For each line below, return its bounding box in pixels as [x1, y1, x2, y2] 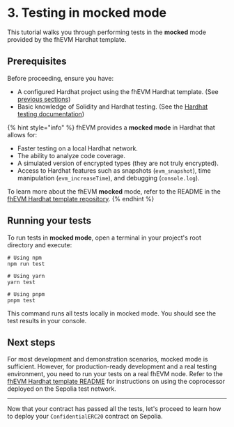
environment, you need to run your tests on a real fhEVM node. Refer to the [7, 370, 223, 378]
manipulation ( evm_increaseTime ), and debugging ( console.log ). [17, 173, 200, 182]
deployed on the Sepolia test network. [7, 385, 116, 393]
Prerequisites [7, 56, 67, 68]
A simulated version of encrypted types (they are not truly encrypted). [17, 159, 219, 167]
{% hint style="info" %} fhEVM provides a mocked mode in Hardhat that [7, 123, 216, 132]
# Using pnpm [7, 290, 45, 297]
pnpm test [7, 297, 36, 304]
